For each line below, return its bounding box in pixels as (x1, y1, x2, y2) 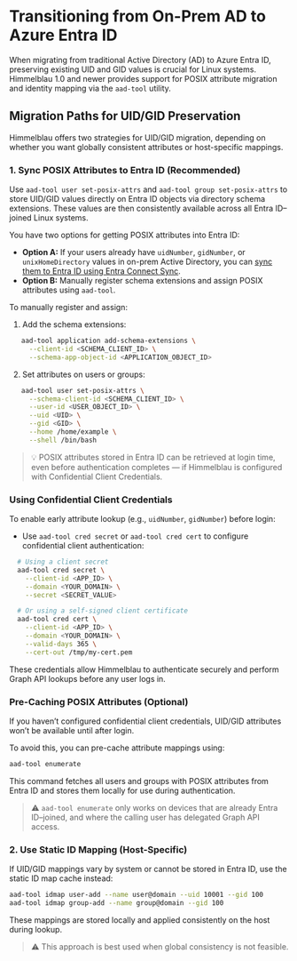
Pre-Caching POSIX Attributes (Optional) (9, 695, 189, 708)
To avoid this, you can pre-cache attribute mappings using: (9, 742, 225, 753)
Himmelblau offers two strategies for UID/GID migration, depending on (9, 132, 266, 143)
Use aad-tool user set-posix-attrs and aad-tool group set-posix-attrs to (9, 184, 288, 195)
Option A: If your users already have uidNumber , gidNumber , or (21, 247, 246, 258)
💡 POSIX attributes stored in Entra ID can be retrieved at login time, (30, 452, 277, 462)
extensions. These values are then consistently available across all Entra (9, 203, 274, 214)
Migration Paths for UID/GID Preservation (9, 108, 241, 124)
